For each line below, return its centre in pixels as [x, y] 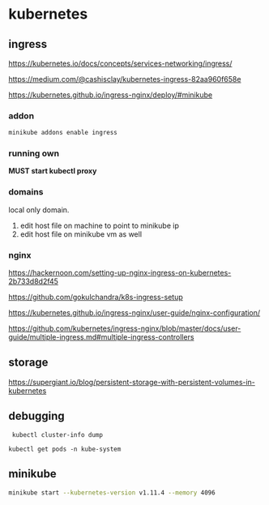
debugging [36, 416]
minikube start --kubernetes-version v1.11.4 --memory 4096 [112, 492]
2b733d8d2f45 [34, 281]
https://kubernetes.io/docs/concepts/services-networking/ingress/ [120, 63]
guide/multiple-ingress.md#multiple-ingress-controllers [101, 337]
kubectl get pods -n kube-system [65, 449]
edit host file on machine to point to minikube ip [100, 225]
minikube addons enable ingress [63, 133]
